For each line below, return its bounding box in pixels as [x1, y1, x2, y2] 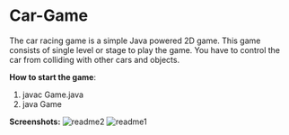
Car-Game [9, 5, 88, 26]
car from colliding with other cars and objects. [9, 54, 180, 65]
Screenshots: [9, 116, 61, 127]
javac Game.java [22, 89, 83, 100]
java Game [22, 98, 63, 109]
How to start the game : [9, 71, 97, 82]
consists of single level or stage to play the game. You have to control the [9, 44, 281, 55]
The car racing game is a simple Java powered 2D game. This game [9, 35, 261, 46]
